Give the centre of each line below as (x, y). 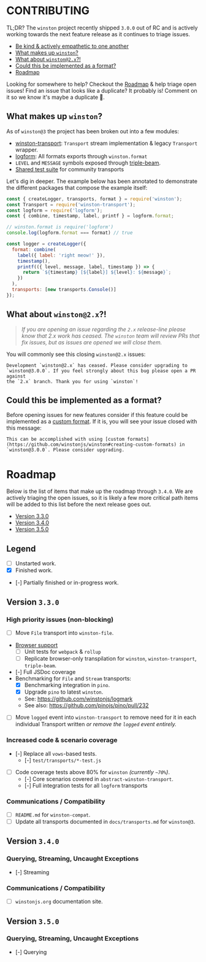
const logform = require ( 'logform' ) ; (55, 210)
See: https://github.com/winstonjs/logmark (78, 699)
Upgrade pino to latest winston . (64, 692)
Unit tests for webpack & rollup (63, 652)
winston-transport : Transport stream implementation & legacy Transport (106, 143)
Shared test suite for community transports (70, 169)
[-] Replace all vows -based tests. (56, 753)
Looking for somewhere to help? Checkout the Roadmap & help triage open (101, 84)
